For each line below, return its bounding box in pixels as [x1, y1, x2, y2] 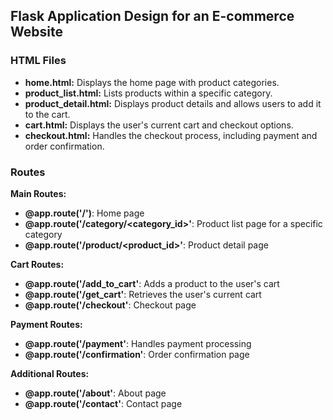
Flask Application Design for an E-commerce [10, 8, 295, 25]
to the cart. [24, 108, 71, 120]
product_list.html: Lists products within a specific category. [24, 87, 273, 99]
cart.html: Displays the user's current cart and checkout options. [24, 119, 294, 131]
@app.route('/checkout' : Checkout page [24, 299, 197, 311]
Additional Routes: [10, 367, 90, 379]
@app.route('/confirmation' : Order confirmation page [24, 348, 250, 360]
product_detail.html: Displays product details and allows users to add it [24, 97, 322, 109]
